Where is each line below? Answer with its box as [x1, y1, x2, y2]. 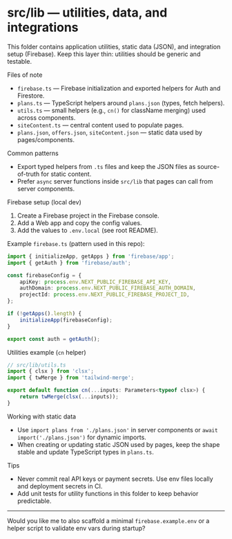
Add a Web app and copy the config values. [17, 218, 142, 227]
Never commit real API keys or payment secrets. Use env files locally [17, 475, 213, 483]
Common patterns [7, 149, 59, 157]
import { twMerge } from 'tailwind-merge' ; [7, 374, 135, 382]
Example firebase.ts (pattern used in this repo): [7, 239, 145, 247]
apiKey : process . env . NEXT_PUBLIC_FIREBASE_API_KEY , [19, 279, 171, 285]
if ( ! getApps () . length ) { [7, 310, 81, 317]
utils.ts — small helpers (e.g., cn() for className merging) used [17, 106, 206, 114]
